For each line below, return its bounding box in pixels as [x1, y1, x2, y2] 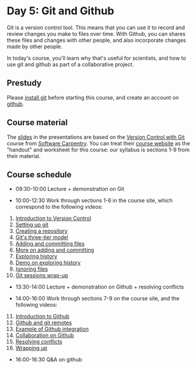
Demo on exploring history [15, 259, 81, 266]
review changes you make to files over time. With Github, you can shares [7, 30, 186, 37]
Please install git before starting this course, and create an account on [7, 94, 179, 101]
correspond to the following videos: [15, 203, 103, 210]
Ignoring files [15, 265, 48, 272]
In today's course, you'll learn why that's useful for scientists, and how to [7, 54, 186, 61]
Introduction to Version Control [15, 215, 92, 222]
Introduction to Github [15, 313, 70, 320]
